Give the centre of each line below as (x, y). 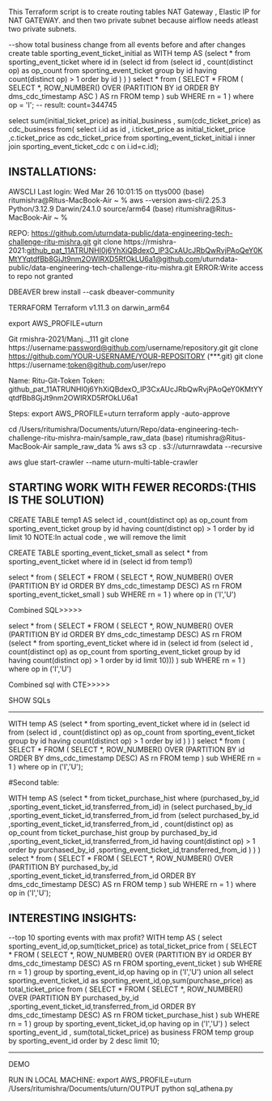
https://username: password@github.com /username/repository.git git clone (134, 347)
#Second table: (34, 782)
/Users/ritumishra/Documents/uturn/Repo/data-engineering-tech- (129, 429)
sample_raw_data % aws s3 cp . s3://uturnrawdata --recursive (158, 446)
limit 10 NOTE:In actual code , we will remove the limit (97, 537)
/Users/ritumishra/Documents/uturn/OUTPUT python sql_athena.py (121, 1089)
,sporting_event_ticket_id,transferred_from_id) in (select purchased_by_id (130, 807)
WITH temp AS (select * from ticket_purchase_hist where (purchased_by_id (134, 798)
